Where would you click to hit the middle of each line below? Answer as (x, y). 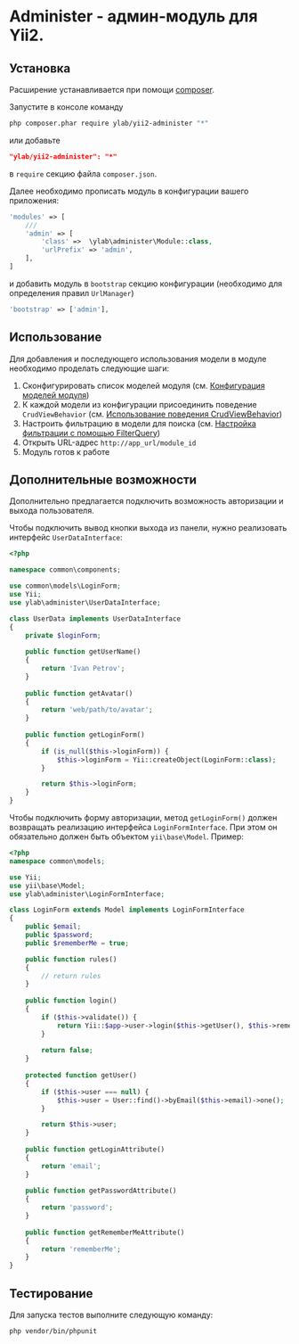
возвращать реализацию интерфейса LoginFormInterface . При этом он (143, 827)
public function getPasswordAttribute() (101, 1191)
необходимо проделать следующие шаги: (89, 368)
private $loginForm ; (63, 635)
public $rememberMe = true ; (77, 943)
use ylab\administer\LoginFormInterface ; (87, 894)
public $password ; (59, 935)
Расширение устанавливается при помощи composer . (112, 90)
